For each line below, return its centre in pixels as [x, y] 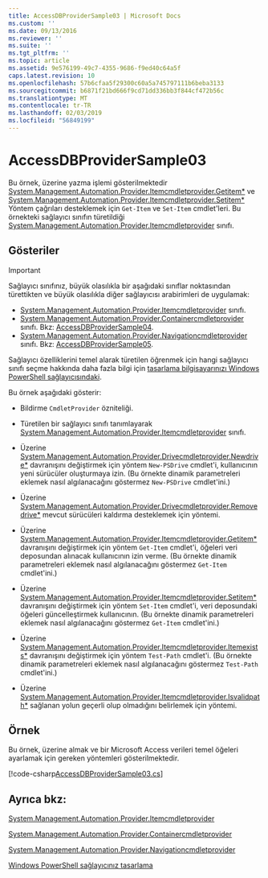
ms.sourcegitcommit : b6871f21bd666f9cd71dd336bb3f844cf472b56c [116, 91]
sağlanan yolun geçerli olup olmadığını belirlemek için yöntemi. [134, 705]
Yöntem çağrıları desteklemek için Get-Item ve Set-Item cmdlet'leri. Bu [125, 208]
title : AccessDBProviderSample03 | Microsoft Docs [95, 16]
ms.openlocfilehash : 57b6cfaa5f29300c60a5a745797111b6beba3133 [116, 83]
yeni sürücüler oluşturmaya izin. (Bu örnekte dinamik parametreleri [130, 473]
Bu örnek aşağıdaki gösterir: [55, 392]
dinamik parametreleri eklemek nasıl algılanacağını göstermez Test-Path [139, 664]
